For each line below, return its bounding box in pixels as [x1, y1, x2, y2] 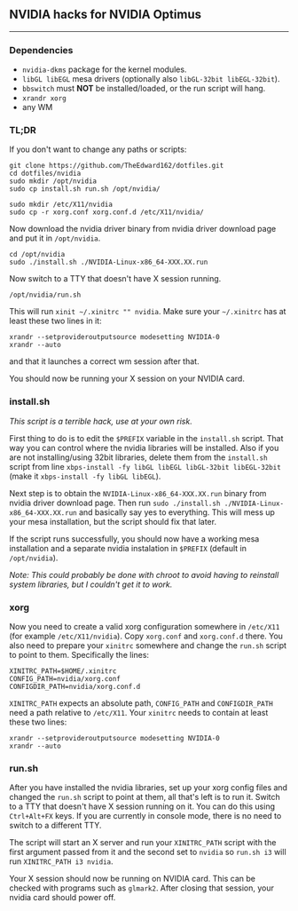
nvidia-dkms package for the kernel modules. [21, 64, 187, 75]
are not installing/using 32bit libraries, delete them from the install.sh [9, 452, 268, 463]
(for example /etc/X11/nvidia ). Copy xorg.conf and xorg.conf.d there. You [9, 630, 284, 641]
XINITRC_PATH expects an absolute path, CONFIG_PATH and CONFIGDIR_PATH [9, 698, 273, 709]
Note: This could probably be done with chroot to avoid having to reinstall [9, 569, 279, 580]
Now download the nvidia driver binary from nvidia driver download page [9, 224, 277, 234]
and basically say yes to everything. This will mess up [78, 506, 275, 518]
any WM [21, 102, 53, 113]
